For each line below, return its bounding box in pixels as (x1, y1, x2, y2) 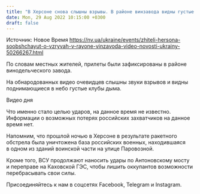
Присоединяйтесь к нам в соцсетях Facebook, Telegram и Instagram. (6, 181, 182, 189)
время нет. (6, 121, 34, 128)
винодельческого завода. (6, 67, 72, 74)
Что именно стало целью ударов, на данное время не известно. (6, 108, 171, 116)
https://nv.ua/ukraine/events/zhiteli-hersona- (69, 37, 181, 44)
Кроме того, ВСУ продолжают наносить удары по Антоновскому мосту (6, 157, 190, 164)
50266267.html (6, 49, 44, 56)
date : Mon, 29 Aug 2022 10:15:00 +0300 (6, 14, 106, 20)
